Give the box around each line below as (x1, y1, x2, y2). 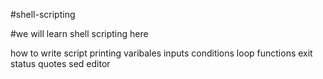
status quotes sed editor (10, 58, 111, 69)
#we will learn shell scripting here (10, 28, 149, 39)
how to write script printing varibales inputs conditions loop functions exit (10, 47, 313, 59)
